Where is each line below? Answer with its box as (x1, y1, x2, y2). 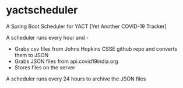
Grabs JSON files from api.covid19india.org (14, 58, 118, 65)
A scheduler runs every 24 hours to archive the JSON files (6, 75, 146, 82)
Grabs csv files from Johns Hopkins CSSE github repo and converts (14, 45, 178, 52)
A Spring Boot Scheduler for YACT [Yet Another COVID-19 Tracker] (6, 23, 167, 30)
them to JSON (14, 51, 49, 58)
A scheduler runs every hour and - (6, 34, 89, 41)
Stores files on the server (14, 64, 76, 71)
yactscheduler (6, 3, 78, 17)
